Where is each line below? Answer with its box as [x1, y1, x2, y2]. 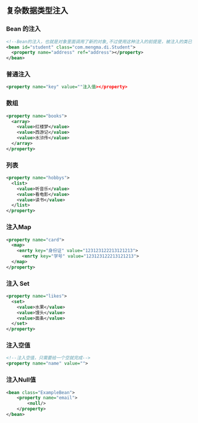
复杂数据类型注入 [6, 5, 68, 16]
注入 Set [6, 279, 30, 288]
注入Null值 [6, 376, 37, 384]
